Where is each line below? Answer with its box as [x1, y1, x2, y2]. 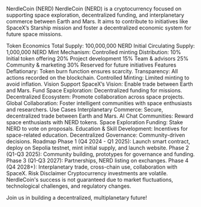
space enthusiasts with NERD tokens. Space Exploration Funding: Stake [6, 119, 184, 125]
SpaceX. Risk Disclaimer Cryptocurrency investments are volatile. [6, 170, 168, 176]
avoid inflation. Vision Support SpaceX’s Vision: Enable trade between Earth [6, 80, 193, 88]
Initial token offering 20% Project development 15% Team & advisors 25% [6, 55, 189, 62]
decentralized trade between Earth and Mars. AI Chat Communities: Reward [6, 112, 194, 119]
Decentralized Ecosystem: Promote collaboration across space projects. [6, 93, 185, 100]
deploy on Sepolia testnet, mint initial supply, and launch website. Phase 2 [6, 144, 189, 151]
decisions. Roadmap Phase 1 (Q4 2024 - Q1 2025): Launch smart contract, [6, 138, 191, 145]
